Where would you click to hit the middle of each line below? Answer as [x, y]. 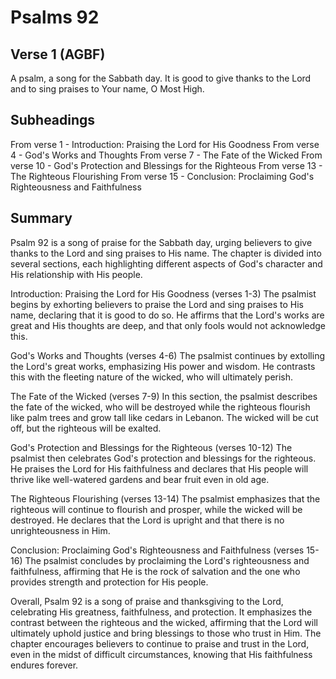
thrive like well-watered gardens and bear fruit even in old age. [140, 479]
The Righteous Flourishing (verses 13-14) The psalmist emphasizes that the [165, 498]
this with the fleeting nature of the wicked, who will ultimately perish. [152, 377]
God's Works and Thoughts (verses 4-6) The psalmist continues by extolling [168, 355]
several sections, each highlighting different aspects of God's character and [166, 263]
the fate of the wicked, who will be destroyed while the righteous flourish [160, 407]
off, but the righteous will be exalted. [86, 428]
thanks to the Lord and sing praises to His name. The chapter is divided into [166, 253]
